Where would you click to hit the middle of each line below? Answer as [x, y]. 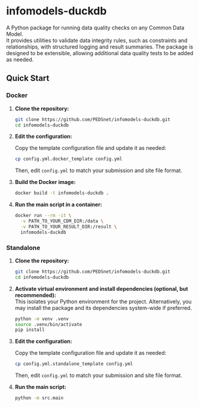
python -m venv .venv [42, 319]
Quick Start [28, 78]
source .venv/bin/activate [48, 324]
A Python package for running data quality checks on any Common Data [95, 28]
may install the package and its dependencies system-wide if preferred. [103, 307]
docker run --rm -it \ [43, 216]
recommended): [36, 295]
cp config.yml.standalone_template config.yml [74, 364]
